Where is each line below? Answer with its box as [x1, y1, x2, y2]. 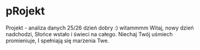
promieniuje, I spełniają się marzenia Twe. [5, 37, 110, 44]
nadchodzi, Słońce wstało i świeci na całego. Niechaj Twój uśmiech [5, 30, 173, 37]
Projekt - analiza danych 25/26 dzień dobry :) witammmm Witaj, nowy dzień [5, 24, 194, 31]
